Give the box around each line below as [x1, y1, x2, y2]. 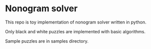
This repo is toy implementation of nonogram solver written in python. [5, 19, 147, 25]
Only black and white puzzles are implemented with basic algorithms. [5, 28, 146, 34]
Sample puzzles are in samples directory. [5, 38, 89, 44]
